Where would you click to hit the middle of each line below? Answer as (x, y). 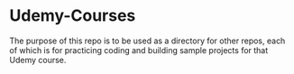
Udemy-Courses (73, 16)
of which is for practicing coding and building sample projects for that (139, 50)
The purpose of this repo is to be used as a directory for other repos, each (147, 41)
